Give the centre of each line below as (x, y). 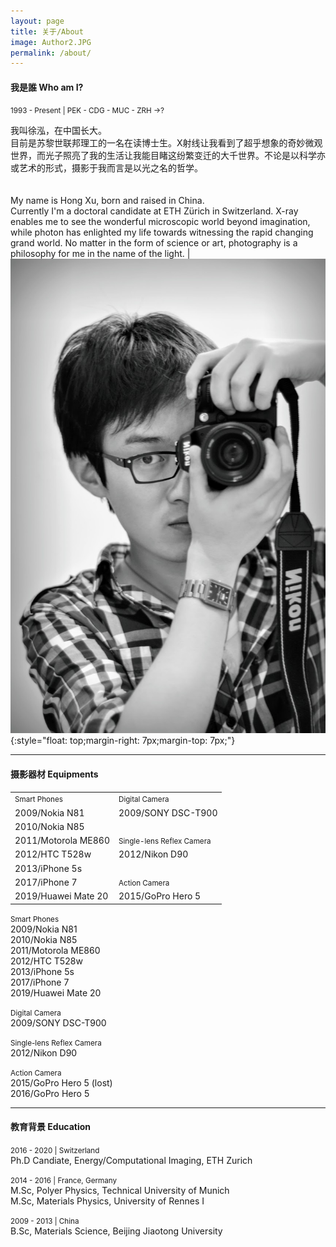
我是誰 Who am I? (47, 87)
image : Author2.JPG (51, 42)
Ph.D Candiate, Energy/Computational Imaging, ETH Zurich (131, 1160)
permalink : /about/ (51, 53)
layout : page (37, 21)
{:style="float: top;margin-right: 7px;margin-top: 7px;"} (123, 741)
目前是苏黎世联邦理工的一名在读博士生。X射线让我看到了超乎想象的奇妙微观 (166, 143)
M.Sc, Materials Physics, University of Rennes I (107, 1201)
